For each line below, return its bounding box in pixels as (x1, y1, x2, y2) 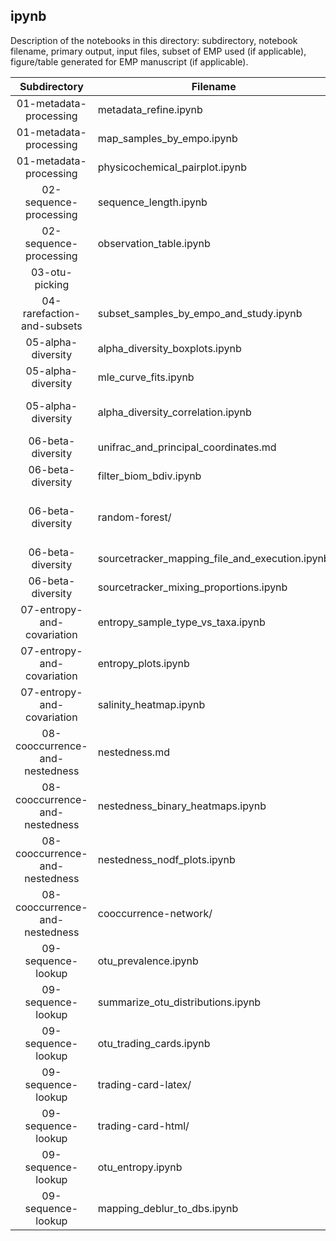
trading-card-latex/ (97, 1077, 192, 1091)
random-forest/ (97, 510, 172, 524)
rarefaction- (22, 306, 82, 320)
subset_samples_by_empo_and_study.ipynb (97, 306, 303, 320)
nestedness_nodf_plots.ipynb (97, 852, 236, 866)
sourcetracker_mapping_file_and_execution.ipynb (97, 551, 330, 565)
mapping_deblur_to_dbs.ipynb (97, 1201, 239, 1215)
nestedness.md (97, 745, 170, 759)
